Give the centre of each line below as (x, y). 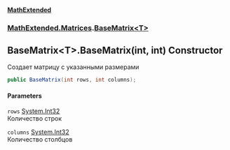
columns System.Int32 (39, 132)
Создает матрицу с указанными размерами (73, 67)
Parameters (25, 96)
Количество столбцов (40, 140)
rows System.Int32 (34, 111)
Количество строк (35, 119)
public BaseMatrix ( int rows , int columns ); (72, 80)
